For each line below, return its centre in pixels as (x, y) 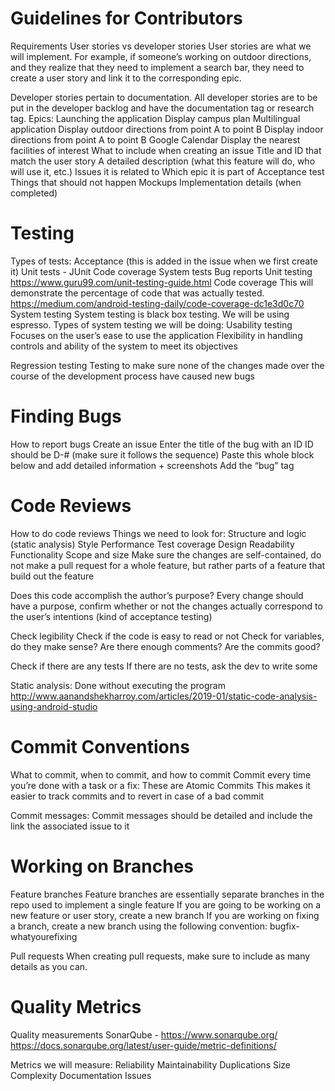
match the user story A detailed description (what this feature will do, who (163, 161)
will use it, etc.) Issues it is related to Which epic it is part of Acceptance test (167, 171)
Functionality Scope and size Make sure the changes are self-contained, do (166, 554)
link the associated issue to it (70, 826)
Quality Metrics (76, 1006)
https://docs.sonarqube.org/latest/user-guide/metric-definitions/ (143, 1045)
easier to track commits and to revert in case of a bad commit (137, 796)
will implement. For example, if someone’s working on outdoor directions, (161, 56)
